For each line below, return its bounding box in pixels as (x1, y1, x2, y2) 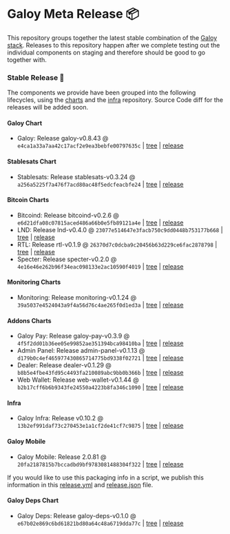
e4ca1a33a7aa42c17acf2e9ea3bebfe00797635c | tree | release (17, 141, 184, 150)
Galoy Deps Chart (7, 496, 59, 504)
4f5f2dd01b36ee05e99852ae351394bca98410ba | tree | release (17, 339, 184, 347)
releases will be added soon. (7, 103, 89, 112)
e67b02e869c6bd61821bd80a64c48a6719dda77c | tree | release (17, 519, 184, 527)
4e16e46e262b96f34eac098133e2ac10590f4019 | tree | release (17, 262, 184, 270)
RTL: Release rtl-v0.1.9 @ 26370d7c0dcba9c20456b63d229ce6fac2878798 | (17, 240, 218, 249)
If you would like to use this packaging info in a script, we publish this (7, 473, 205, 482)
